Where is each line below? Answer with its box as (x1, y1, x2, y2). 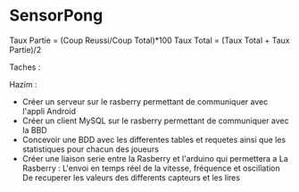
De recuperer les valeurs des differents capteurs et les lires (21, 171, 241, 183)
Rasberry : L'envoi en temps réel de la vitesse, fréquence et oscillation (21, 163, 281, 173)
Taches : (9, 62, 41, 72)
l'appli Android (21, 105, 77, 116)
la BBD (21, 124, 47, 135)
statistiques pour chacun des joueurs (21, 144, 159, 154)
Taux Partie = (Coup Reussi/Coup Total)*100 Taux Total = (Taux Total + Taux (9, 35, 290, 46)
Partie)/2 (9, 44, 42, 54)
